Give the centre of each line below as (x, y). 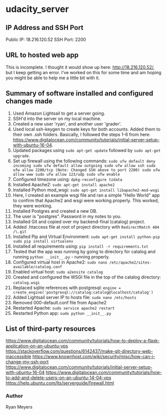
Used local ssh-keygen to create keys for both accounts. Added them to (86, 129)
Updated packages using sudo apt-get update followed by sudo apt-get (87, 150)
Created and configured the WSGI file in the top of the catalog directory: (87, 277)
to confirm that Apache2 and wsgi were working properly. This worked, (86, 200)
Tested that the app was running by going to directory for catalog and (84, 251)
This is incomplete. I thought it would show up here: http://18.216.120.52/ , (80, 67)
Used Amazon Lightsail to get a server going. (59, 113)
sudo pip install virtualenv (43, 241)
